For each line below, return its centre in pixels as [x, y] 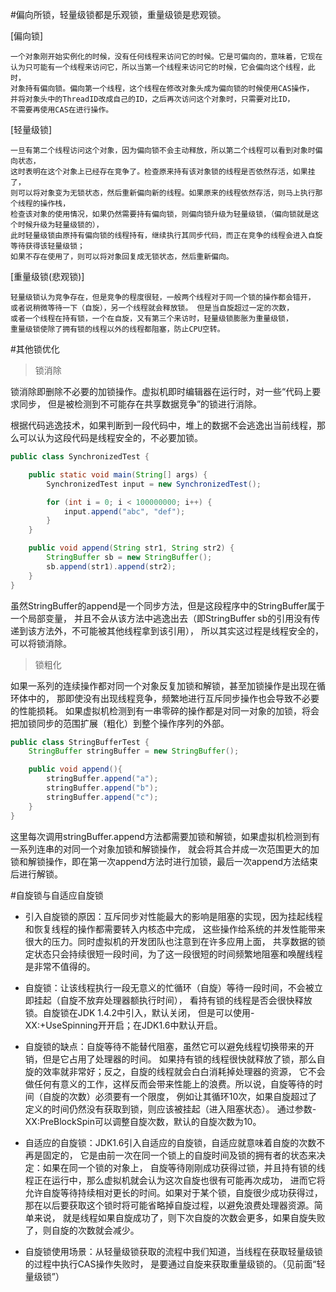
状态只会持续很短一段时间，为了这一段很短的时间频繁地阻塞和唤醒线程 [178, 954]
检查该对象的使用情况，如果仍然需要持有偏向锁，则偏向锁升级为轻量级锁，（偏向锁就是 [161, 214]
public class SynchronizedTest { [80, 457]
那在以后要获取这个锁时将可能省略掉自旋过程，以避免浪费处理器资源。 [169, 1205]
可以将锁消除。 [41, 643]
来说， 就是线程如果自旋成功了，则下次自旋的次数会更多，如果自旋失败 [179, 1217]
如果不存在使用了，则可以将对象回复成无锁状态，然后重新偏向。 [122, 257]
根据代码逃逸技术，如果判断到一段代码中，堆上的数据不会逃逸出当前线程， [163, 425]
